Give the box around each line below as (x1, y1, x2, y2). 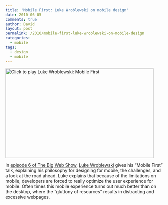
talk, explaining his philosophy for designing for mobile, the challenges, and (5, 167, 161, 174)
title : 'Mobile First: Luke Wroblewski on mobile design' (5, 7, 129, 13)
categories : (5, 36, 30, 41)
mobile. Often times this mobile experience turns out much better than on (5, 183, 156, 189)
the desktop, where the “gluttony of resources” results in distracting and (5, 189, 154, 195)
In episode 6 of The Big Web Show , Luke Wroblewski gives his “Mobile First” (5, 162, 163, 168)
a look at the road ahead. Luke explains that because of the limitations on (5, 173, 156, 179)
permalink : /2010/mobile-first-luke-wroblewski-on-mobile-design (5, 31, 144, 36)
